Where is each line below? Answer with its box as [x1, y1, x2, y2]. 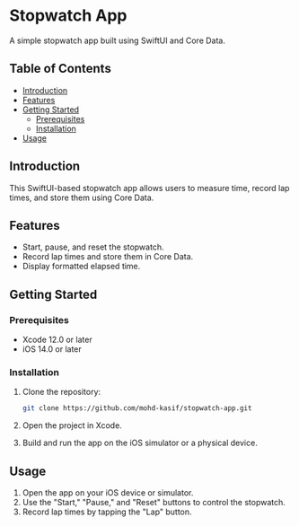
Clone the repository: [22, 387, 101, 398]
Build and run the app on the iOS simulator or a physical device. [22, 437, 258, 449]
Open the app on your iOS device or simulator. [22, 487, 194, 498]
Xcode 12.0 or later [22, 334, 92, 346]
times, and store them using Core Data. [9, 192, 154, 203]
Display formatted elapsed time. [22, 261, 141, 272]
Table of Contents [9, 61, 112, 76]
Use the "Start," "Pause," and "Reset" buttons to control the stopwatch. [22, 497, 286, 508]
